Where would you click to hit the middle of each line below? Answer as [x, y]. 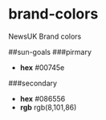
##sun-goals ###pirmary [50, 52]
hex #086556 [43, 98]
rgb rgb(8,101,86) [48, 107]
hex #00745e [42, 67]
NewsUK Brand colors [45, 36]
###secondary [33, 83]
